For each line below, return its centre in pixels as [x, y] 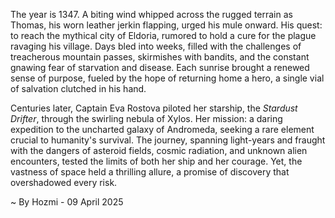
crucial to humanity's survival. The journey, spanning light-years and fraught [168, 140]
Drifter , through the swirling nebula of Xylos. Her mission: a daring [146, 118]
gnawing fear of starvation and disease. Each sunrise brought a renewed [160, 67]
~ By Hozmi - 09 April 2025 [67, 202]
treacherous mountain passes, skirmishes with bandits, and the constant [160, 57]
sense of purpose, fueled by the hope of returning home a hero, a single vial [167, 78]
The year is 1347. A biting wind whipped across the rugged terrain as [151, 14]
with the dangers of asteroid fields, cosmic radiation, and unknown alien [159, 150]
